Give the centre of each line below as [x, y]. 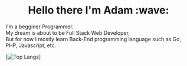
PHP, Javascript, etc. [31, 45]
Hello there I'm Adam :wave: [99, 10]
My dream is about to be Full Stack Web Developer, [68, 32]
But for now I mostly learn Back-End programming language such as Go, [93, 39]
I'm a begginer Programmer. [40, 27]
